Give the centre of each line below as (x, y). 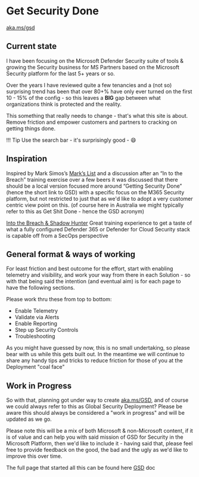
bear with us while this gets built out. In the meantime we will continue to (95, 354)
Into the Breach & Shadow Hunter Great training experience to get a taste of (99, 223)
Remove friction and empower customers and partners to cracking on (92, 122)
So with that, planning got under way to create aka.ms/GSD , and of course (97, 400)
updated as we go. (29, 419)
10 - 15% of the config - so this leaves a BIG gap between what (83, 97)
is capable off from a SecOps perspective (57, 236)
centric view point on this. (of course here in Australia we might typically (95, 205)
